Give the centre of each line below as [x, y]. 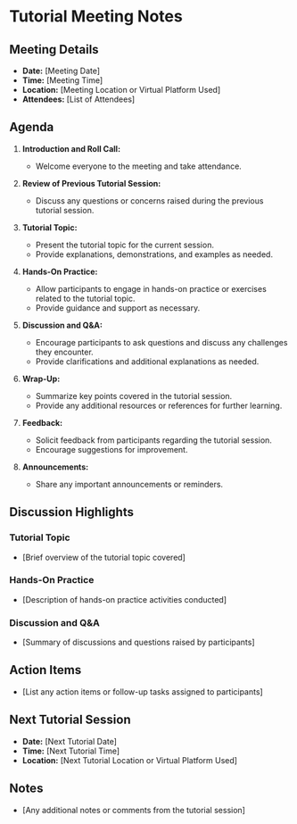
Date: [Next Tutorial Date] [70, 741]
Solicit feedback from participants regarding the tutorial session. [153, 440]
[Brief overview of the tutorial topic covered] [103, 557]
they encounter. [64, 352]
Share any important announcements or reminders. [129, 484]
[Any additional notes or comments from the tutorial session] [133, 810]
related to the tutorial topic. [85, 298]
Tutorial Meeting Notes [96, 17]
